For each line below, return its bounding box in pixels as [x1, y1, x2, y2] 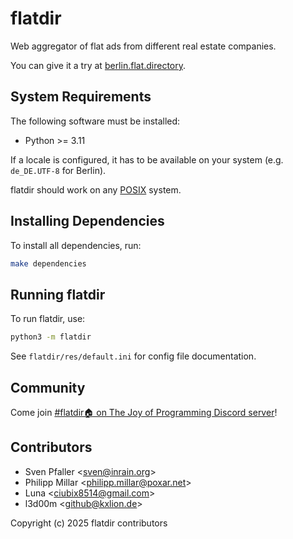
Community [10, 379, 86, 396]
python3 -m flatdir [10, 332, 92, 342]
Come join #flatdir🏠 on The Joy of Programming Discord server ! [10, 406, 278, 418]
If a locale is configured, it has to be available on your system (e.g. [10, 153, 284, 166]
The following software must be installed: [10, 115, 181, 127]
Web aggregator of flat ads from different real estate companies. [10, 40, 277, 52]
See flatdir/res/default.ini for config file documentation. [10, 350, 257, 362]
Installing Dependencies [10, 213, 165, 230]
